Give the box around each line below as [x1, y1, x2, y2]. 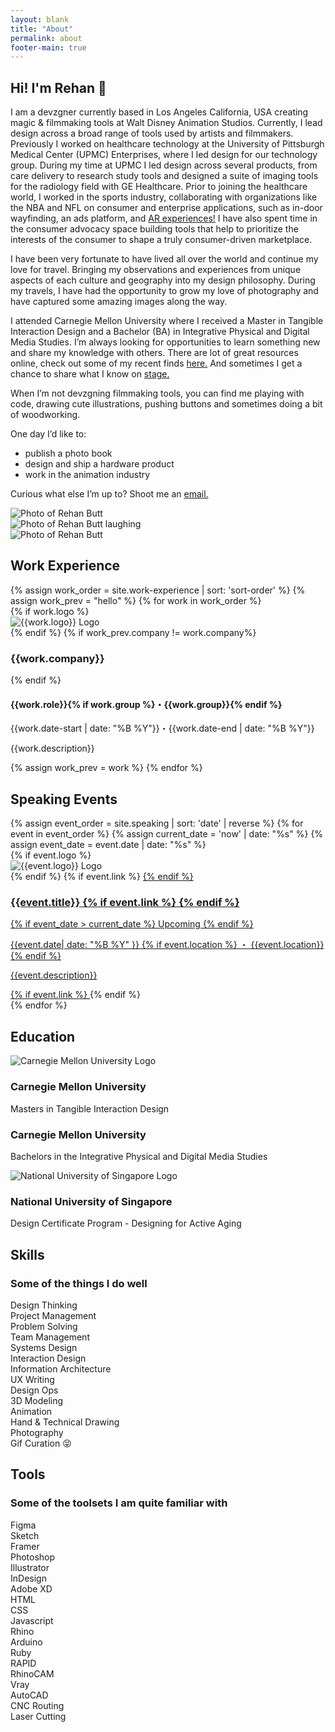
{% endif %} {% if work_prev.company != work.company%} [10, 626, 257, 638]
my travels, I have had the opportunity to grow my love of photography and [10, 285, 319, 297]
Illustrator [10, 1561, 50, 1573]
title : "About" [10, 24, 74, 34]
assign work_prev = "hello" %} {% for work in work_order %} [10, 594, 262, 606]
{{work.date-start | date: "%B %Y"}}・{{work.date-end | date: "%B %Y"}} [10, 722, 315, 735]
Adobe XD [10, 1582, 53, 1595]
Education [10, 1028, 76, 1045]
